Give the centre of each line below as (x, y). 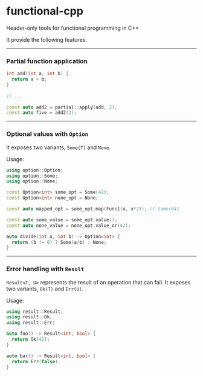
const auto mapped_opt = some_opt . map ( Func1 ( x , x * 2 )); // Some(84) (93, 209)
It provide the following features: (47, 39)
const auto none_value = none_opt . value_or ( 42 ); (69, 226)
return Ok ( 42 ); (31, 340)
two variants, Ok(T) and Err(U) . (45, 289)
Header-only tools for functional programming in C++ (73, 28)
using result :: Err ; (31, 323)
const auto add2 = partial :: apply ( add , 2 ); (62, 107)
